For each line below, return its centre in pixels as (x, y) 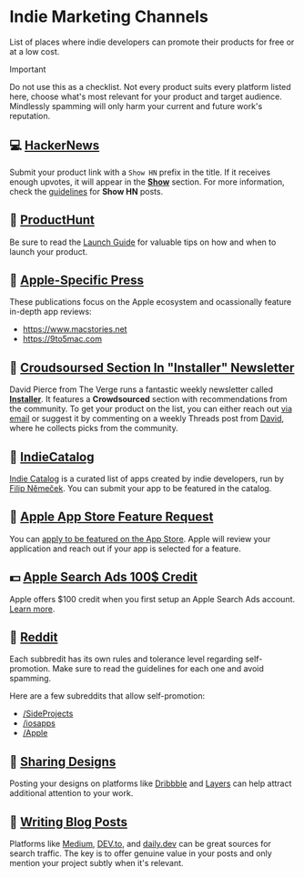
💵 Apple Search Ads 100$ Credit (104, 577)
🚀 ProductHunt (52, 220)
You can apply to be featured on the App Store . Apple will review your (140, 539)
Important (28, 69)
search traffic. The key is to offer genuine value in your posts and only (141, 853)
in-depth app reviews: (51, 312)
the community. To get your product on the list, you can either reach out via (151, 409)
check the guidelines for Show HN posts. (86, 191)
